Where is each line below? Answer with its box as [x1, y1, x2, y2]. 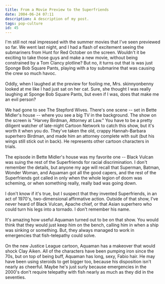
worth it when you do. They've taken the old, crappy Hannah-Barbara [5, 128, 146, 134]
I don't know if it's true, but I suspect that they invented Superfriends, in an [5, 190, 157, 197]
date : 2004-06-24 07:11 [5, 12, 54, 17]
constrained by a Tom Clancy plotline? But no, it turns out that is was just [5, 60, 153, 66]
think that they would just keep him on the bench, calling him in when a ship [5, 222, 159, 228]
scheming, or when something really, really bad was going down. [5, 180, 137, 186]
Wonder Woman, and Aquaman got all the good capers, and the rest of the [5, 170, 157, 176]
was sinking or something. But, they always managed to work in [5, 227, 134, 233]
